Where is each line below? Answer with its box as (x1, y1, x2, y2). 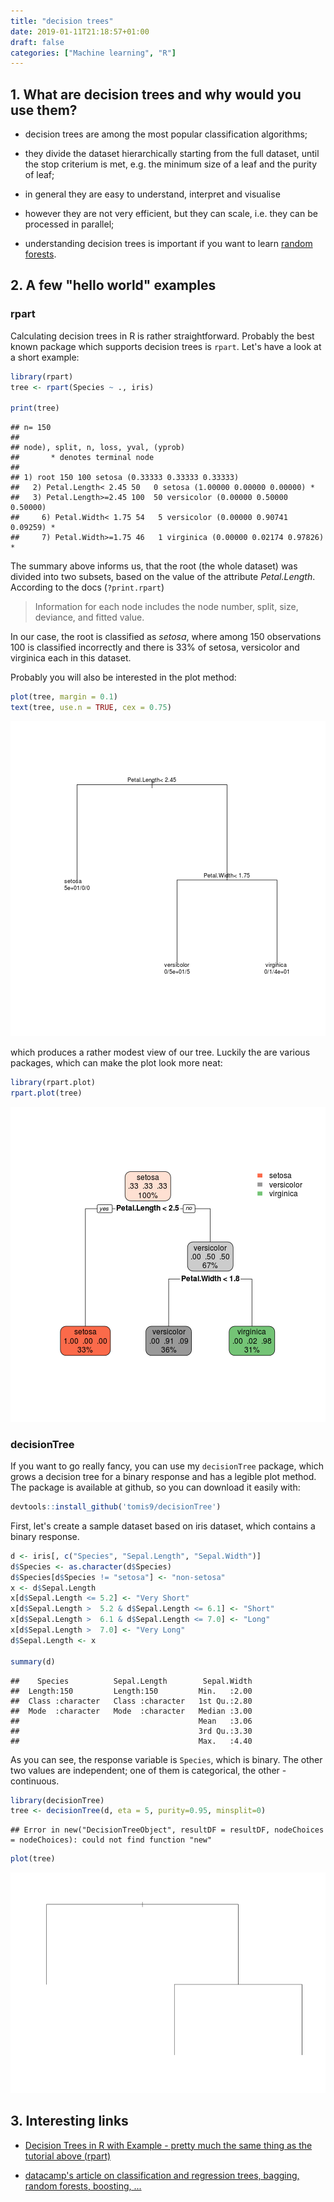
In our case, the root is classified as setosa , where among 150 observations (10, 631, 322, 643)
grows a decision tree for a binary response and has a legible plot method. (10, 1471, 317, 1483)
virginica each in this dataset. (10, 652, 132, 664)
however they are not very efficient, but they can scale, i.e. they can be (24, 208, 318, 220)
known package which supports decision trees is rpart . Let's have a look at (10, 340, 322, 352)
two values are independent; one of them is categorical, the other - (10, 1764, 287, 1776)
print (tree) (10, 403, 60, 414)
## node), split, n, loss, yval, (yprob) (10, 443, 186, 453)
